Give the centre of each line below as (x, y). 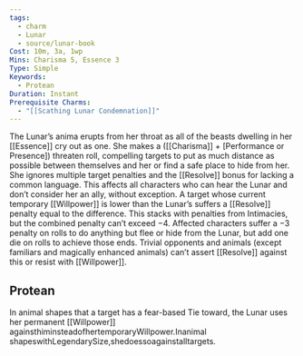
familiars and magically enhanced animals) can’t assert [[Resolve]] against (148, 252)
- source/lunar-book (56, 43)
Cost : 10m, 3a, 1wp (46, 52)
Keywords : (28, 77)
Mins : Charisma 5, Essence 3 (64, 60)
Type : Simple (34, 69)
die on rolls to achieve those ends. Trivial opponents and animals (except (146, 242)
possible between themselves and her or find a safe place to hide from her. (150, 165)
